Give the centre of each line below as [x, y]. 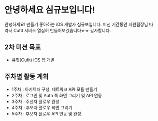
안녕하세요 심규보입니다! [50, 10]
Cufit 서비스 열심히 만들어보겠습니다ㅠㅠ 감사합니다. [62, 30]
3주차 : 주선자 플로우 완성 [36, 101]
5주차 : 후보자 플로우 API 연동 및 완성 [46, 113]
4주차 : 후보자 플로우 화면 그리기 [42, 107]
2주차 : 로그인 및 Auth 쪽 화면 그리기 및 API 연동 [57, 95]
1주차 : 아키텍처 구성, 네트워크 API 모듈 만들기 [54, 89]
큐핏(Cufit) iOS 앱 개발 [33, 60]
